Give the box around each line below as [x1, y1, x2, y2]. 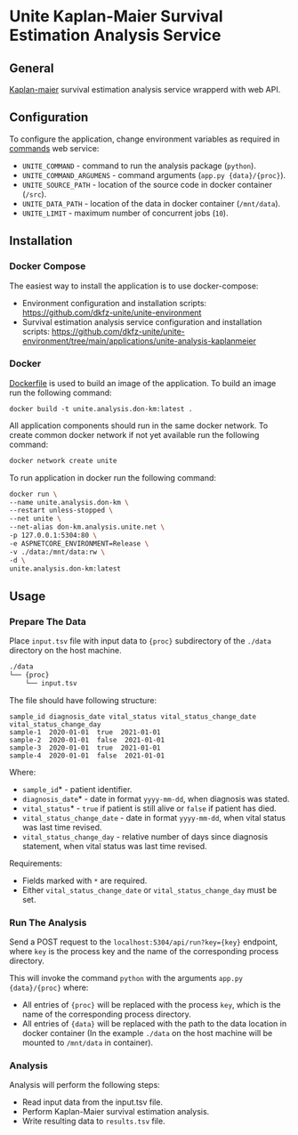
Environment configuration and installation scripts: [21, 297, 207, 308]
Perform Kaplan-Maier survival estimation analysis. [21, 1107, 210, 1117]
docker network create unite [9, 456, 117, 465]
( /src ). [21, 189, 47, 199]
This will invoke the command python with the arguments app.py [9, 973, 243, 984]
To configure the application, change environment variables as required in [9, 134, 280, 144]
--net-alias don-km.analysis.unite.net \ [9, 523, 165, 531]
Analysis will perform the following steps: [9, 1080, 160, 1090]
